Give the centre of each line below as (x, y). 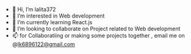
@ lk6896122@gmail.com (43, 44)
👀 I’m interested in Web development (58, 16)
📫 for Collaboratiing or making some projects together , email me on (98, 35)
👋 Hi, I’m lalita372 (34, 9)
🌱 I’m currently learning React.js (52, 22)
